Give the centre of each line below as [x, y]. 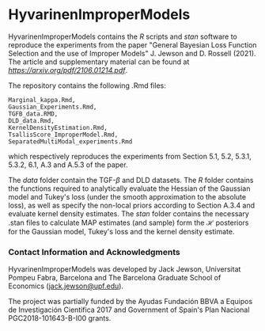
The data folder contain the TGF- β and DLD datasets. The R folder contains [131, 180]
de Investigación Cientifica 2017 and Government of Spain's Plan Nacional [129, 310]
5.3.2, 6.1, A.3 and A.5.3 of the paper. [68, 165]
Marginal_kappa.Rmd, [42, 100]
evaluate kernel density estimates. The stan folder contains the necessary [129, 213]
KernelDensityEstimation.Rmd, [58, 127]
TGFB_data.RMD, [33, 114]
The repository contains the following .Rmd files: [87, 86]
